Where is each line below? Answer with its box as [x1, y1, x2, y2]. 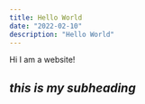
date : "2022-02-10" [9, 22, 83, 30]
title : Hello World [9, 13, 83, 22]
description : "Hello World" [9, 30, 115, 39]
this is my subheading [9, 80, 137, 95]
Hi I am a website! [9, 55, 76, 65]
